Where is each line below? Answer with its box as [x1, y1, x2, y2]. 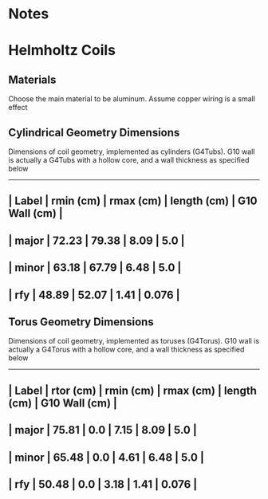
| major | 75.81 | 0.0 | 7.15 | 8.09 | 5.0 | [8, 423, 197, 437]
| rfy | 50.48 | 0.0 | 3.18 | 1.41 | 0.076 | [8, 477, 198, 491]
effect [8, 103, 28, 112]
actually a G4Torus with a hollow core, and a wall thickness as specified [8, 344, 245, 355]
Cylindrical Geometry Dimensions [8, 125, 180, 139]
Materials [8, 73, 57, 86]
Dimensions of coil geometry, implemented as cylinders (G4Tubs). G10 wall [8, 147, 255, 156]
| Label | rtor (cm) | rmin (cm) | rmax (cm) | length [8, 383, 258, 397]
